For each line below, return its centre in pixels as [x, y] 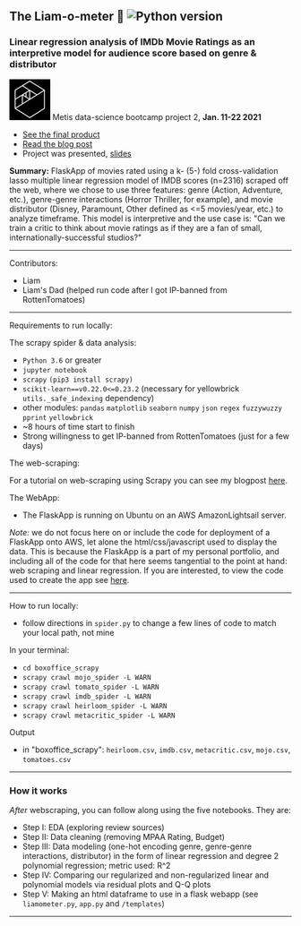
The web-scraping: [45, 463]
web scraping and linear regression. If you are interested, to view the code [146, 570]
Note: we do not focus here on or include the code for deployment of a [140, 532]
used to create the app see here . [69, 579]
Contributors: [34, 263]
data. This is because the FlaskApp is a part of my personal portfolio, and [144, 551]
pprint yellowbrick [58, 417]
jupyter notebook [55, 370]
